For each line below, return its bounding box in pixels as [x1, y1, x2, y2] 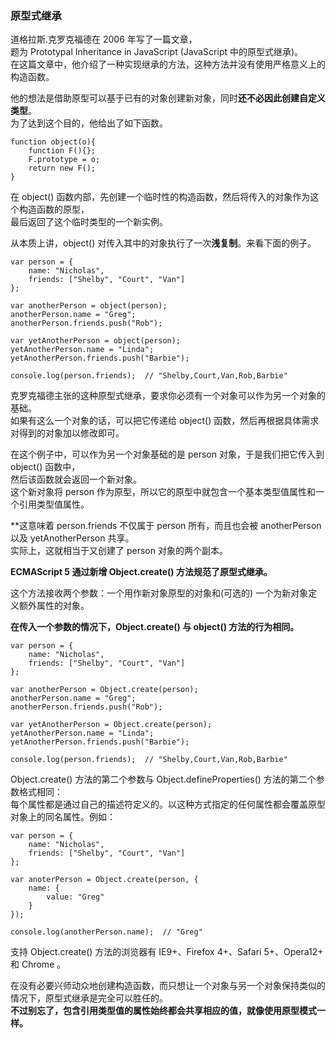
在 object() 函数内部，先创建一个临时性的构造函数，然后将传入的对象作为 [10, 191, 311, 203]
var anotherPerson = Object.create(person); [10, 685, 199, 695]
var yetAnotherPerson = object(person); [10, 336, 182, 346]
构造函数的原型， [18, 203, 90, 216]
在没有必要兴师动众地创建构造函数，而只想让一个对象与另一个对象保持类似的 [10, 980, 326, 992]
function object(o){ [10, 137, 97, 147]
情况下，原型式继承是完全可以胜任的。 [10, 992, 168, 1004]
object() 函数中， [10, 461, 81, 473]
